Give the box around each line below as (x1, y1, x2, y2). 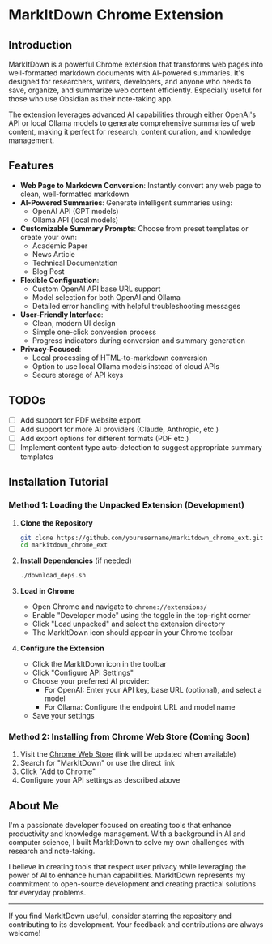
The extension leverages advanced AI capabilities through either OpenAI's (8, 109, 257, 119)
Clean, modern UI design (32, 318, 116, 328)
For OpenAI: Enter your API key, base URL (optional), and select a (44, 685, 262, 695)
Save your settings (32, 711, 95, 721)
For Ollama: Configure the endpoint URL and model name (44, 702, 236, 712)
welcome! (8, 929, 41, 938)
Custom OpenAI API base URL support (32, 284, 161, 294)
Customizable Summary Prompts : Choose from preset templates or (19, 223, 249, 233)
